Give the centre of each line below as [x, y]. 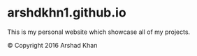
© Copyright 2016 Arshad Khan [52, 45]
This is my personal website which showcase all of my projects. [99, 32]
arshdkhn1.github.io [67, 13]
